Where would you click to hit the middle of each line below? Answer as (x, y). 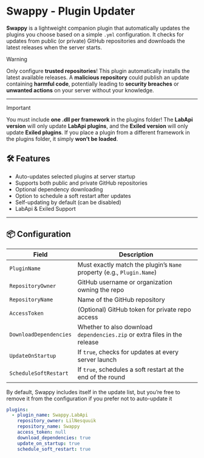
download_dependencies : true (54, 438)
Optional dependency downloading (59, 189)
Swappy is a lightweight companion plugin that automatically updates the (98, 28)
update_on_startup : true (49, 443)
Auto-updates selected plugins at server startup (75, 176)
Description (136, 255)
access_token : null (42, 432)
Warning (17, 59)
